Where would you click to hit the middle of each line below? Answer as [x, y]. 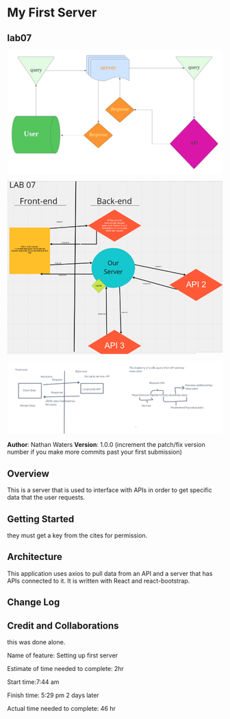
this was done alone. [36, 642]
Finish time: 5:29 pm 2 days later [53, 695]
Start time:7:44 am [33, 682]
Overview [28, 473]
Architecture [35, 557]
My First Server [52, 13]
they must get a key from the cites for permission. [77, 535]
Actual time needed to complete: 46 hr [62, 709]
